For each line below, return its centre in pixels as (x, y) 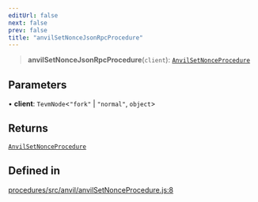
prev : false (28, 30)
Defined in (34, 171)
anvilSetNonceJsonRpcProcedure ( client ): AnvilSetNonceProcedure (139, 60)
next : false (28, 23)
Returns (28, 128)
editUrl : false (33, 15)
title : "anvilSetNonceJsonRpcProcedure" (76, 37)
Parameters (38, 85)
